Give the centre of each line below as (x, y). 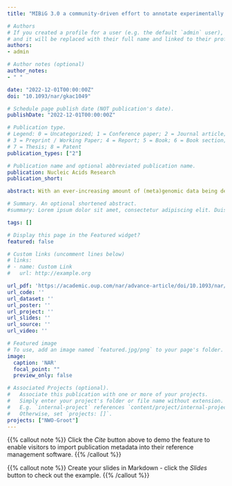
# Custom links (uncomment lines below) (66, 254)
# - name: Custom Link (40, 267)
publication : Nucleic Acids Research (61, 172)
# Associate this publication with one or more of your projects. (108, 395)
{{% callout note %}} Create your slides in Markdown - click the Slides (107, 468)
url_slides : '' (29, 318)
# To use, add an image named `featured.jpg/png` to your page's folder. (116, 350)
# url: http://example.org (49, 273)
